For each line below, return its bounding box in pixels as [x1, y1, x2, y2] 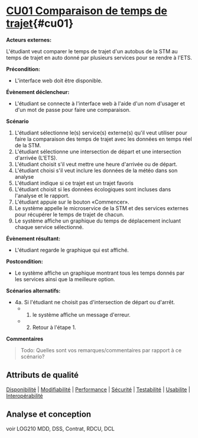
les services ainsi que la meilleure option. [14, 275, 115, 282]
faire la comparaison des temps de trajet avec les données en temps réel [14, 135, 192, 143]
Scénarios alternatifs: [6, 287, 61, 294]
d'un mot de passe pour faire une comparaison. [14, 106, 131, 113]
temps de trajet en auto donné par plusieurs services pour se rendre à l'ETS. [6, 54, 192, 61]
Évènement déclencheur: [6, 88, 70, 95]
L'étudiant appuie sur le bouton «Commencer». [14, 198, 129, 205]
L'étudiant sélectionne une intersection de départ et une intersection [14, 148, 181, 155]
